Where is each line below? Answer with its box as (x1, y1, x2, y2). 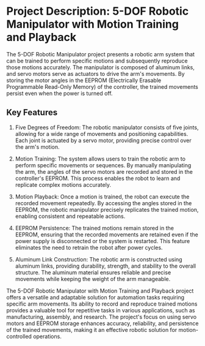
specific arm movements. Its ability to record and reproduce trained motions (6, 300, 198, 307)
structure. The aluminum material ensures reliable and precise (15, 268, 171, 276)
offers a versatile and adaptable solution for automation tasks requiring (6, 293, 185, 301)
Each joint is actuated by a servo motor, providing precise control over (15, 137, 192, 144)
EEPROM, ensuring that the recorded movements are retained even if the (15, 231, 198, 238)
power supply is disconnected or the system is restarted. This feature (15, 237, 190, 244)
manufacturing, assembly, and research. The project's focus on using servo (6, 313, 197, 320)
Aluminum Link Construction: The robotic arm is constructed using (15, 255, 182, 263)
